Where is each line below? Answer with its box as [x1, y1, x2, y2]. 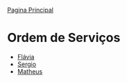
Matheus [17, 67, 43, 75]
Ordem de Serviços [7, 30, 121, 45]
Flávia [17, 52, 35, 61]
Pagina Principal [7, 6, 54, 14]
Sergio [17, 60, 37, 68]
